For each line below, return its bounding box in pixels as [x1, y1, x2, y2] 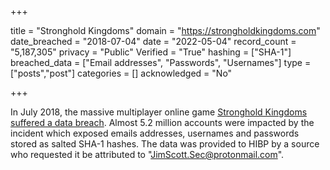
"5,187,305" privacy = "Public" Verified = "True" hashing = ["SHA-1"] [10, 46, 292, 58]
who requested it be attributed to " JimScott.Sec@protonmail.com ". [10, 149, 285, 160]
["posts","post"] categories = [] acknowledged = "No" [10, 67, 233, 79]
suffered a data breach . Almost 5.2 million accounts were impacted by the [10, 117, 315, 128]
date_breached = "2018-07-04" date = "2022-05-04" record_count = [10, 36, 297, 47]
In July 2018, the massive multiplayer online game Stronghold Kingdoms [10, 106, 308, 118]
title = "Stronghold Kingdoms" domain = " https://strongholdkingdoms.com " [10, 25, 321, 36]
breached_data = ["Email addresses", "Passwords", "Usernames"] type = [10, 57, 312, 68]
